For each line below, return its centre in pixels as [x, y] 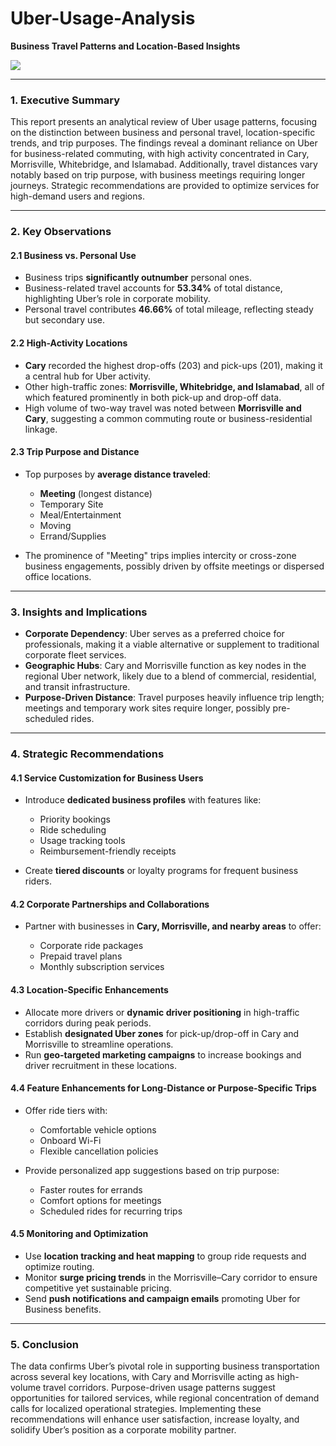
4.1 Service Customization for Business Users [107, 778]
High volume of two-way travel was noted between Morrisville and [163, 408]
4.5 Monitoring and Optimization [79, 1234]
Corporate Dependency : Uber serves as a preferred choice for [154, 634]
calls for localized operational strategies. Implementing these [136, 1409]
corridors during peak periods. [88, 1023]
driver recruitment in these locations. [101, 1065]
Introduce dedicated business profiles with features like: [143, 800]
